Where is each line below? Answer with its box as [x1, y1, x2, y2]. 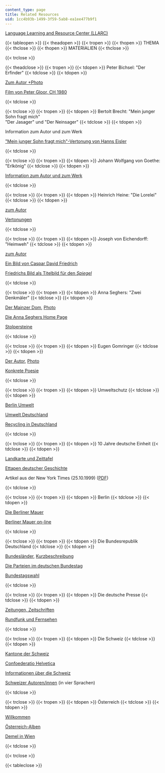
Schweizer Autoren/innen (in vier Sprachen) [5, 680, 96, 686]
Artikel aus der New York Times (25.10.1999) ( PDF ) [5, 475, 109, 481]
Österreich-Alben [5, 724, 41, 730]
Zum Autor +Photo [5, 79, 43, 85]
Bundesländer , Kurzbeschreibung [5, 553, 74, 559]
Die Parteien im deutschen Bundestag [5, 563, 83, 569]
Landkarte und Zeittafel [5, 456, 53, 462]
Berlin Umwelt [5, 402, 34, 408]
